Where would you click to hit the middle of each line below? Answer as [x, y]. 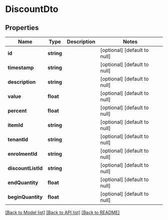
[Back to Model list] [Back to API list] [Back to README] [62, 212]
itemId [15, 125]
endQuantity [23, 182]
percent [17, 111]
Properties [22, 28]
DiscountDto [32, 9]
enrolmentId [22, 154]
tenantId [18, 139]
